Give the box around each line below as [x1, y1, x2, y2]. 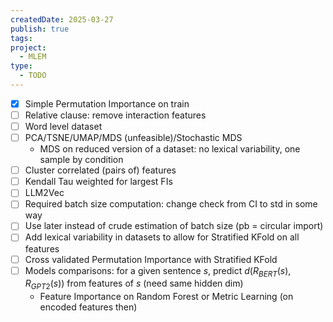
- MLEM [19, 52, 47, 62]
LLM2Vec [24, 187, 65, 199]
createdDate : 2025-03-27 [10, 14, 114, 25]
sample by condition [39, 154, 124, 166]
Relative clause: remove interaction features [24, 109, 207, 121]
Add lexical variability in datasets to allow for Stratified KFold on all [24, 231, 300, 243]
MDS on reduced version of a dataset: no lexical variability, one [39, 143, 301, 155]
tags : [10, 33, 33, 43]
